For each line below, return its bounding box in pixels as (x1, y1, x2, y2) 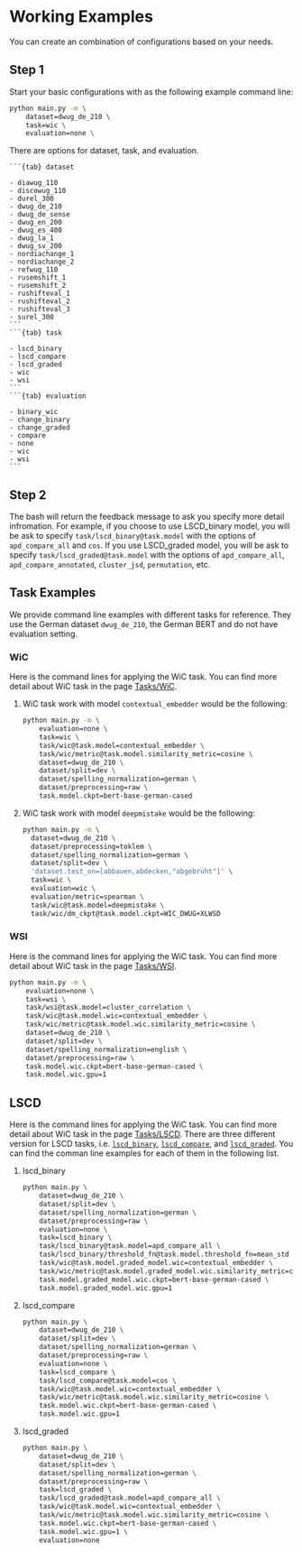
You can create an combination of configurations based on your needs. (9, 36, 274, 47)
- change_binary (9, 415, 70, 425)
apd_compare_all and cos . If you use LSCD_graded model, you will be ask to (9, 540, 289, 551)
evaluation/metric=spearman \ (31, 891, 144, 901)
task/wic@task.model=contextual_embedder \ (39, 741, 205, 750)
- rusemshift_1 (9, 273, 67, 282)
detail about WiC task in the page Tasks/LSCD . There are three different (9, 1129, 276, 1140)
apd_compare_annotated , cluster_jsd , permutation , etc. (9, 559, 211, 570)
